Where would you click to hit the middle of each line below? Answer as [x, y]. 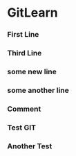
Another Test [30, 146]
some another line [38, 90]
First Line [23, 35]
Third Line [25, 53]
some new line [32, 71]
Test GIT [22, 128]
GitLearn [33, 13]
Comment [24, 109]
